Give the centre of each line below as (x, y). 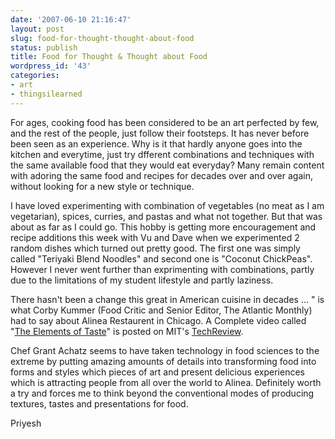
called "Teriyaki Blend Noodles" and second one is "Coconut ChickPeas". (161, 258)
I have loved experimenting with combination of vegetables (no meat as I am (167, 205)
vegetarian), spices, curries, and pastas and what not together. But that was (166, 216)
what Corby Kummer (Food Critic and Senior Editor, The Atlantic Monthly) (161, 310)
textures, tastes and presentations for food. (99, 403)
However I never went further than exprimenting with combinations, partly (162, 269)
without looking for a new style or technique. (102, 186)
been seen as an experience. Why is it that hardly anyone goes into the (156, 143)
